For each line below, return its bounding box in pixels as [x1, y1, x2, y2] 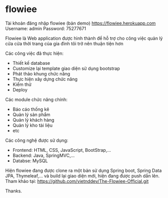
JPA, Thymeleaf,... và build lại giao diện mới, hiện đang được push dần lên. [5, 172, 160, 179]
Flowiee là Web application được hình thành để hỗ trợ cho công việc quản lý [5, 35, 163, 41]
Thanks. [5, 187, 22, 194]
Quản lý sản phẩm [12, 112, 50, 118]
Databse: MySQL [12, 157, 48, 164]
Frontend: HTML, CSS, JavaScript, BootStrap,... [12, 147, 111, 153]
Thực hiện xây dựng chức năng [12, 76, 78, 82]
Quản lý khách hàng [12, 117, 54, 123]
